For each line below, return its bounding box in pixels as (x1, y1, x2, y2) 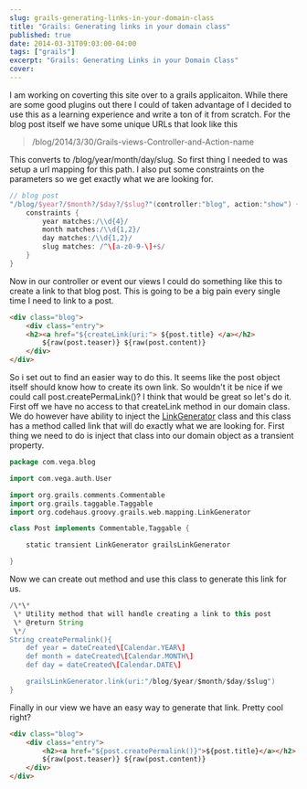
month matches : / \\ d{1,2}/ (42, 225, 142, 234)
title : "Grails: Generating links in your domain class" (9, 22, 231, 31)
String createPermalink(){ (9, 634, 112, 645)
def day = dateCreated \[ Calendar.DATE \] (26, 660, 182, 670)
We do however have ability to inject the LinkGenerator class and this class (9, 410, 291, 421)
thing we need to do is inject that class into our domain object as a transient (9, 431, 294, 441)
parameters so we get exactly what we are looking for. (9, 173, 214, 184)
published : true (9, 30, 71, 39)
